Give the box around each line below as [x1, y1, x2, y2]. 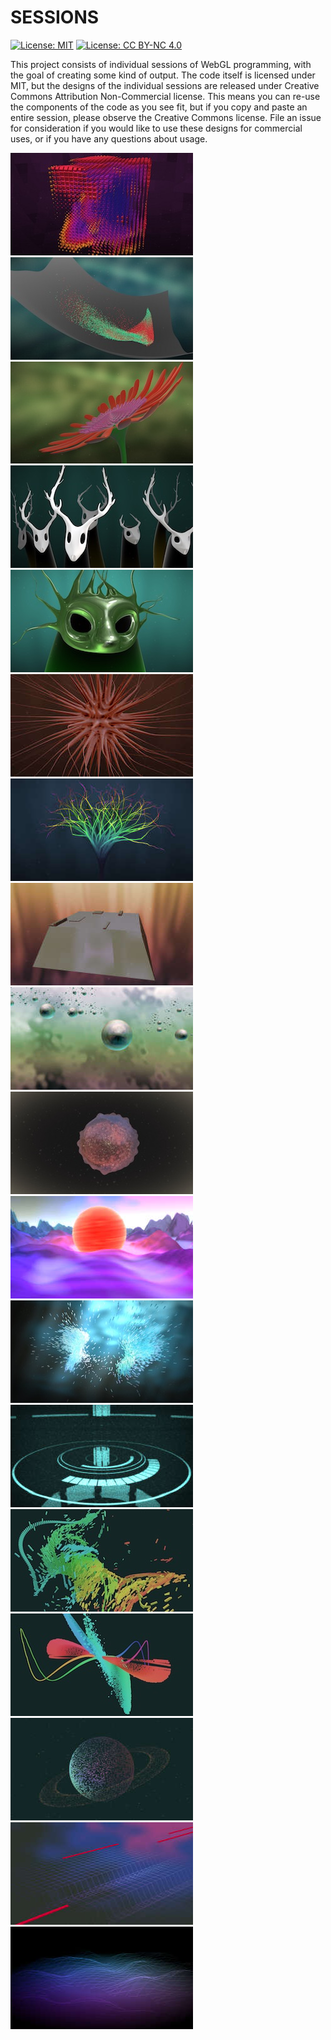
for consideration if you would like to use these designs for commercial [10, 122, 303, 134]
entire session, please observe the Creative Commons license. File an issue [10, 111, 322, 123]
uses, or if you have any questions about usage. [10, 132, 208, 145]
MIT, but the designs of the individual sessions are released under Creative [10, 79, 320, 91]
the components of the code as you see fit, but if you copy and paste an [10, 101, 308, 113]
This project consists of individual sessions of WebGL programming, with [10, 58, 312, 70]
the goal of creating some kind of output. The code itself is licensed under [10, 69, 316, 81]
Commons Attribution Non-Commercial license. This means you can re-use [10, 90, 321, 102]
